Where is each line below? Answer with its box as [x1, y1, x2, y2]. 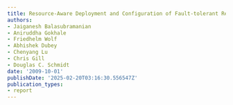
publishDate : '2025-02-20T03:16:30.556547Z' [7, 74, 138, 82]
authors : [7, 17, 33, 23]
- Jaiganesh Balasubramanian [7, 23, 92, 30]
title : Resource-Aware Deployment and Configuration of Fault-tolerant [7, 10, 218, 17]
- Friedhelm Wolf [7, 36, 58, 43]
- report [7, 87, 33, 94]
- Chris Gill [7, 55, 45, 62]
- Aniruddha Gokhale [7, 29, 67, 37]
